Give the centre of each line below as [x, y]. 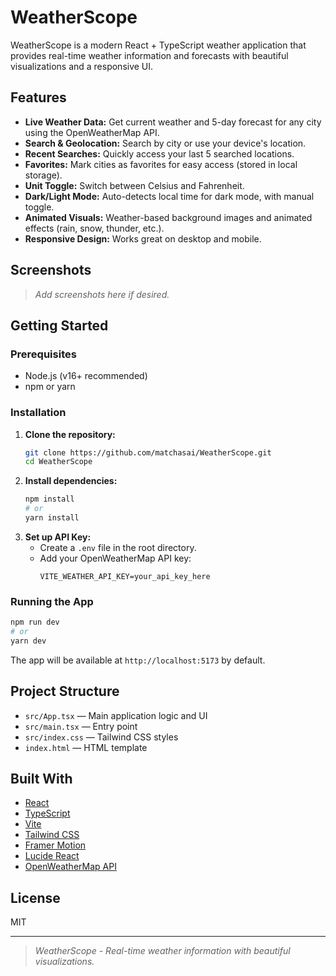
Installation [38, 413]
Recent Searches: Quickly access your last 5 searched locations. [159, 153]
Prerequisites [43, 354]
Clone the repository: [70, 434]
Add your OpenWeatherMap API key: [115, 558]
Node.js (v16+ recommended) [86, 376]
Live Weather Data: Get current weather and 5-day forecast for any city [173, 122]
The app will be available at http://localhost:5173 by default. [138, 660]
